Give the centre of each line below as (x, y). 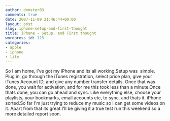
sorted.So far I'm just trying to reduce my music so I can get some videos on (85, 103)
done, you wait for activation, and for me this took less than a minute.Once (83, 87)
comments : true (21, 15)
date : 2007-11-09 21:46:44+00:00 (41, 19)
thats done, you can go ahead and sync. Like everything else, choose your (83, 93)
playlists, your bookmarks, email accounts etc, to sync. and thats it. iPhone (83, 98)
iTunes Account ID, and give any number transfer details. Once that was (80, 82)
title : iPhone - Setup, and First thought (51, 33)
